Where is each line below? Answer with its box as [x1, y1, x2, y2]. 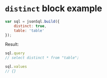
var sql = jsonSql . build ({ [5, 19, 60, 24]
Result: [5, 41, 19, 47]
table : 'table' [14, 28, 45, 33]
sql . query [5, 51, 25, 56]
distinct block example [5, 3, 103, 14]
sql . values [5, 64, 27, 69]
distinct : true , [14, 23, 47, 28]
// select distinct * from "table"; [5, 56, 79, 60]
